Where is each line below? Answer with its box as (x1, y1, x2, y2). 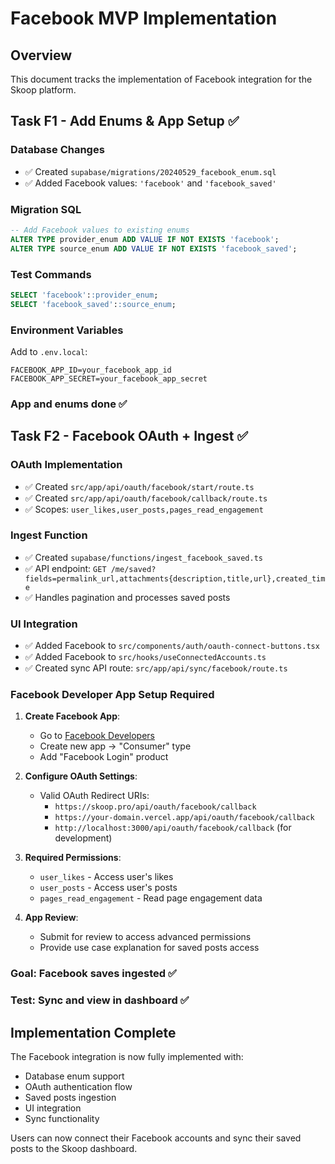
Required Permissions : (24, 852, 122, 864)
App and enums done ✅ (10, 397, 128, 411)
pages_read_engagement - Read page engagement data (39, 892, 263, 904)
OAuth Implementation (10, 458, 123, 472)
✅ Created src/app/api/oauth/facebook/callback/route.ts (24, 492, 268, 504)
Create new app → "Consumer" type (39, 740, 192, 752)
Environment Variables (10, 323, 124, 337)
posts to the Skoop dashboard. (10, 1143, 138, 1155)
